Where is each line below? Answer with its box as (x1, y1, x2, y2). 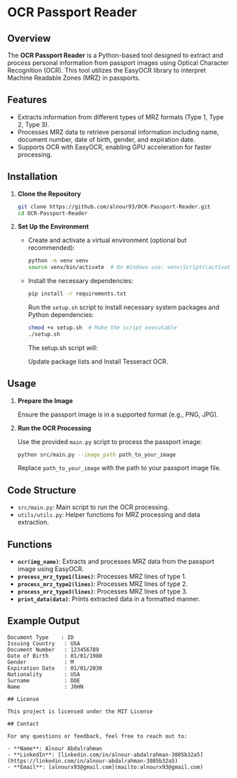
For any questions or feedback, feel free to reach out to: (7, 732, 188, 740)
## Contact (7, 720, 39, 727)
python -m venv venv (28, 257, 89, 265)
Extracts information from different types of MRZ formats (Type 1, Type (17, 112, 224, 121)
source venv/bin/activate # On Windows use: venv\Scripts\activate (28, 264, 234, 271)
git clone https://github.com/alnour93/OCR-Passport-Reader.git (17, 203, 211, 210)
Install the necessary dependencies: (28, 277, 134, 285)
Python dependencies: (28, 311, 94, 318)
